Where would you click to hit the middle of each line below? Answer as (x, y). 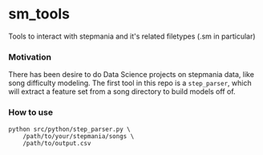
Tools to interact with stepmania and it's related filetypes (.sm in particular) (132, 36)
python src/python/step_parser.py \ (69, 129)
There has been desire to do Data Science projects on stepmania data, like (131, 75)
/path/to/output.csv (57, 143)
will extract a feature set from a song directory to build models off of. (122, 92)
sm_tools (39, 14)
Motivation (30, 57)
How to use (31, 112)
